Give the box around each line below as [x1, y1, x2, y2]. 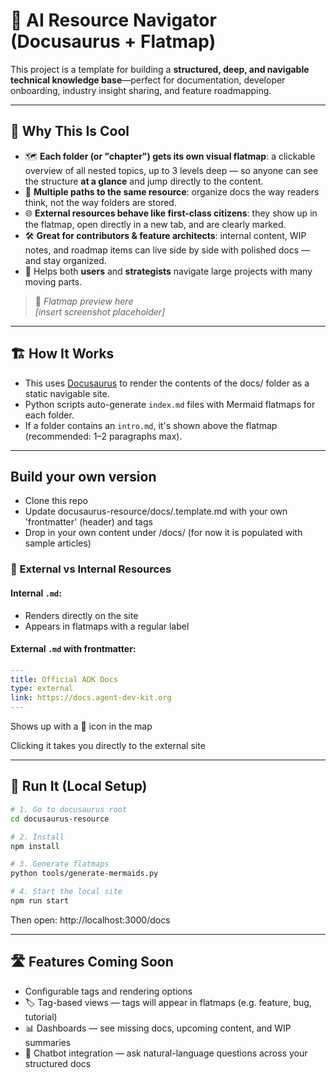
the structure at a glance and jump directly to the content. [24, 175, 264, 187]
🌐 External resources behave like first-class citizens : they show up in [24, 207, 318, 219]
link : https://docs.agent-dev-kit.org [10, 693, 172, 703]
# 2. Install [10, 832, 65, 842]
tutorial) [24, 1010, 58, 1023]
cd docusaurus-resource [10, 814, 110, 824]
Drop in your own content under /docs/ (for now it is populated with [24, 527, 303, 539]
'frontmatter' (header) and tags [24, 516, 153, 528]
